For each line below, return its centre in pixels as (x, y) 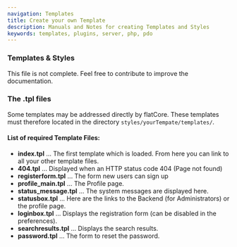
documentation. (30, 81)
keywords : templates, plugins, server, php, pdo (80, 33)
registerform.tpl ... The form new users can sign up (93, 176)
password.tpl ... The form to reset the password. (89, 236)
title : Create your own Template (56, 20)
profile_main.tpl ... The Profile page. (71, 184)
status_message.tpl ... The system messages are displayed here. (113, 191)
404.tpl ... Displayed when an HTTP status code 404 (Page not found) (120, 169)
